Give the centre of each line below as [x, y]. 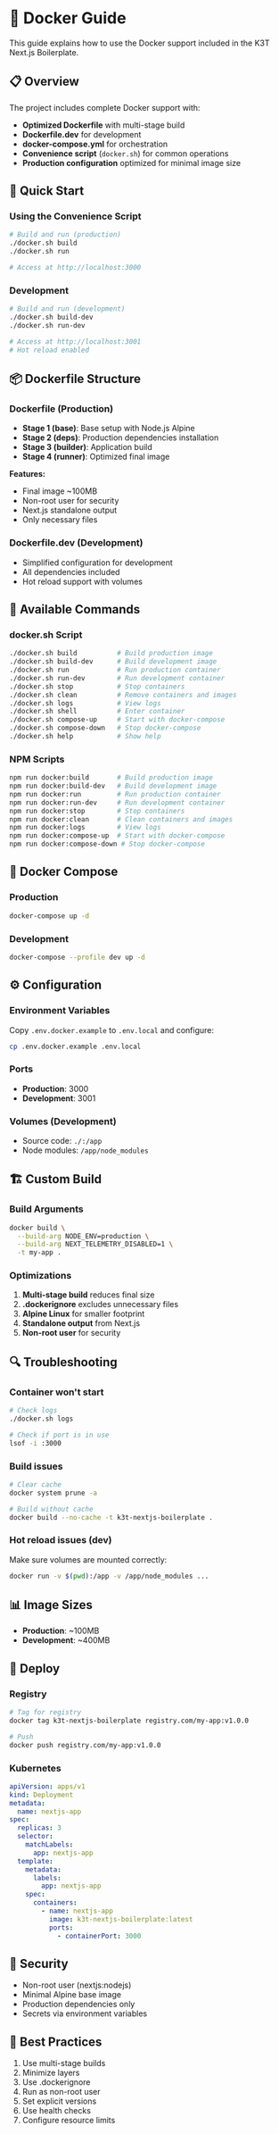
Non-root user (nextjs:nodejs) [77, 1985]
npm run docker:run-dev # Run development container [117, 803]
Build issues [36, 1466]
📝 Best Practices [56, 2042]
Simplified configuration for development [98, 563]
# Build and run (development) [67, 309]
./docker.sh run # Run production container [115, 670]
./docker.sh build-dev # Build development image [113, 662]
